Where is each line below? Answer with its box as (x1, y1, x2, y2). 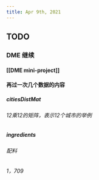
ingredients (6, 131, 36, 138)
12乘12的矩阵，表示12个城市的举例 (6, 112, 92, 119)
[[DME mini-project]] (6, 67, 60, 74)
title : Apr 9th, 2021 (6, 9, 61, 15)
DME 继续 (6, 51, 35, 59)
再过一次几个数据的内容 (6, 81, 65, 88)
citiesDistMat (6, 95, 41, 103)
